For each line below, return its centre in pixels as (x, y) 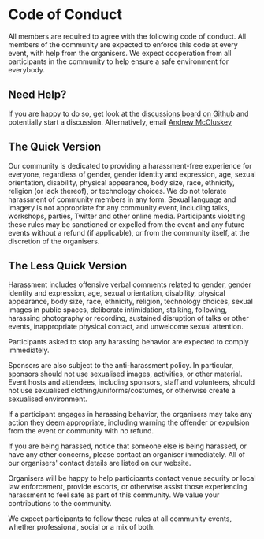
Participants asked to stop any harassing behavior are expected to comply (129, 342)
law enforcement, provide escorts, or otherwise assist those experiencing (128, 487)
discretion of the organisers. (54, 241)
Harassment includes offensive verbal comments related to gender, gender (130, 284)
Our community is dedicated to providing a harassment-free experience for (130, 165)
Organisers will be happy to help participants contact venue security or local (132, 478)
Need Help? (37, 95)
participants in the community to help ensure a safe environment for (119, 61)
